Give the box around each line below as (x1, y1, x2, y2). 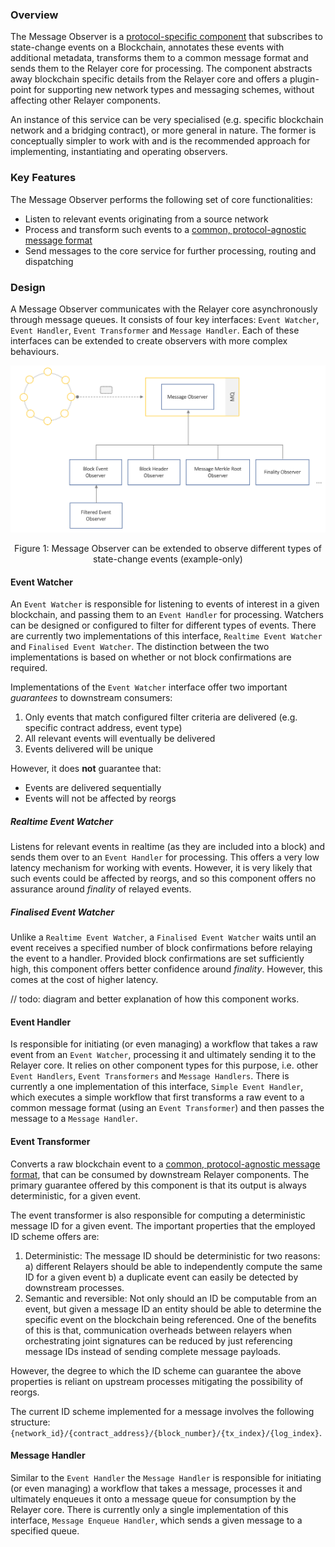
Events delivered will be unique (24, 743, 154, 755)
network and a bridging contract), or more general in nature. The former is (10, 124, 317, 137)
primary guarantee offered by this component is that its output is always (10, 1179, 307, 1191)
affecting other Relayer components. (10, 94, 161, 107)
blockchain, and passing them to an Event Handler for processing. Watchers (10, 609, 324, 621)
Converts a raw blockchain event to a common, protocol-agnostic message (10, 1158, 321, 1170)
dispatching (24, 255, 74, 267)
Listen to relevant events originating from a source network (24, 213, 269, 225)
